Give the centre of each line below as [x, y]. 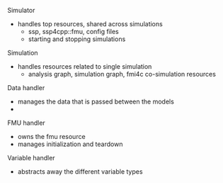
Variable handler [31, 158]
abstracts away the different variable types [80, 172]
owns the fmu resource [52, 137]
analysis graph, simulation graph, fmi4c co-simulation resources [122, 74]
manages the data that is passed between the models [96, 101]
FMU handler [27, 123]
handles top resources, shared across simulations [90, 24]
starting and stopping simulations [77, 39]
